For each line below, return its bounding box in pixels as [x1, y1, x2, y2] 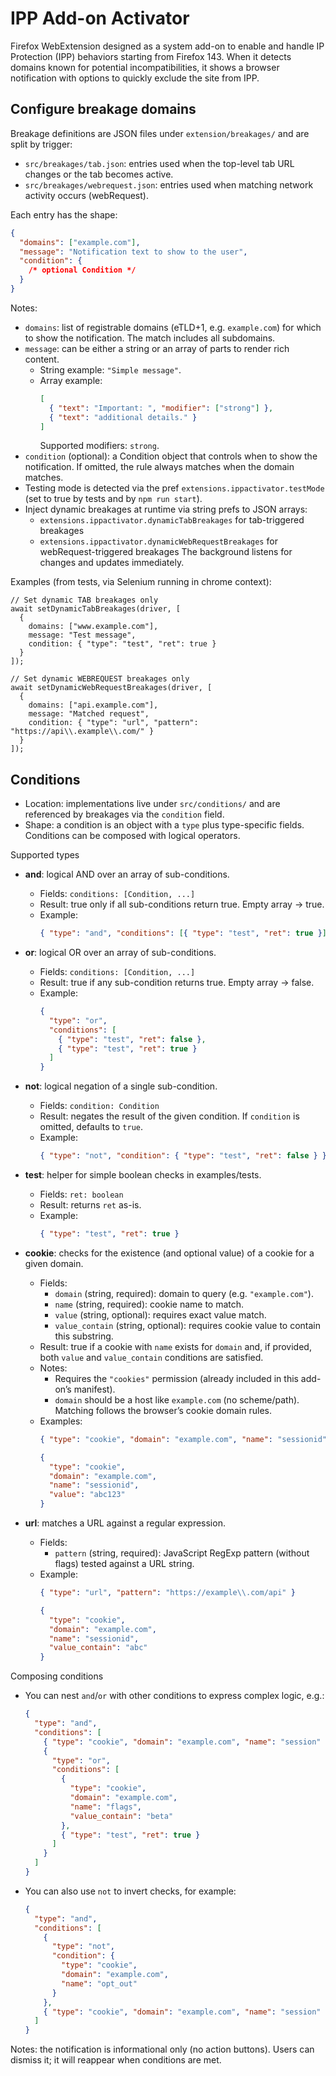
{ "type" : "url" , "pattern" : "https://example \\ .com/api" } [39, 1588, 296, 1598]
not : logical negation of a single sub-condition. [24, 1080, 218, 1092]
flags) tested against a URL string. [54, 1558, 195, 1570]
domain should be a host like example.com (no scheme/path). [54, 1393, 300, 1406]
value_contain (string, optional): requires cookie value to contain [54, 1319, 322, 1331]
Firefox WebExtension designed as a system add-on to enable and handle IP [10, 40, 325, 52]
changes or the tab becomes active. [24, 168, 174, 180]
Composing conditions [10, 1670, 104, 1682]
